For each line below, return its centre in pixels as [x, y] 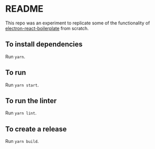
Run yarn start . [22, 85]
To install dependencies [44, 44]
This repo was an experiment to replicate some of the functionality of [77, 23]
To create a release [36, 129]
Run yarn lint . [21, 113]
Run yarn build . [22, 141]
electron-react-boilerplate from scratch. [47, 28]
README [24, 9]
